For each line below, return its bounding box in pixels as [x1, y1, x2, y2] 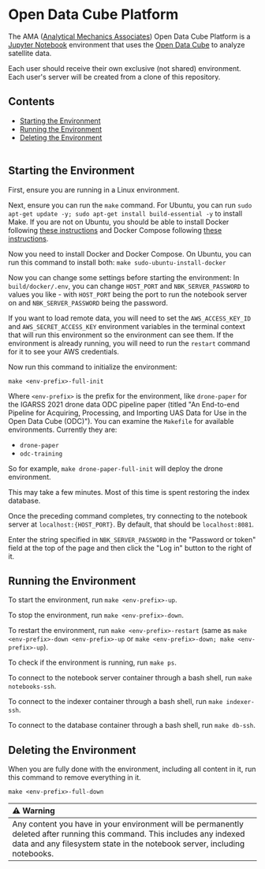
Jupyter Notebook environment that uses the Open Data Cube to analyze [8, 39, 245, 49]
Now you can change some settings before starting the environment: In [8, 272, 240, 282]
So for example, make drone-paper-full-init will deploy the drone [8, 463, 223, 473]
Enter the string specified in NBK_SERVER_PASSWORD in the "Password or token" [8, 534, 256, 544]
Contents [8, 95, 55, 108]
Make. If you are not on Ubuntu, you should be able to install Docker [8, 217, 230, 227]
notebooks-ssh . [8, 681, 57, 691]
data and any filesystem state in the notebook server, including [12, 838, 245, 849]
